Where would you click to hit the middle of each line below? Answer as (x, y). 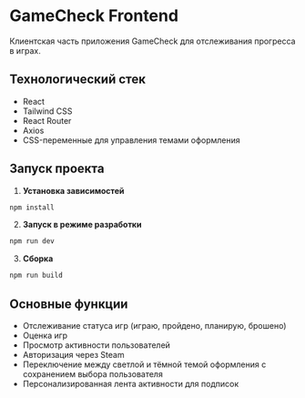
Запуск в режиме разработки (82, 225)
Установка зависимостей (73, 190)
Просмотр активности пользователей (97, 345)
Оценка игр (45, 335)
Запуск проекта (57, 169)
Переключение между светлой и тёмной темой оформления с (144, 364)
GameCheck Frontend (94, 16)
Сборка (38, 259)
